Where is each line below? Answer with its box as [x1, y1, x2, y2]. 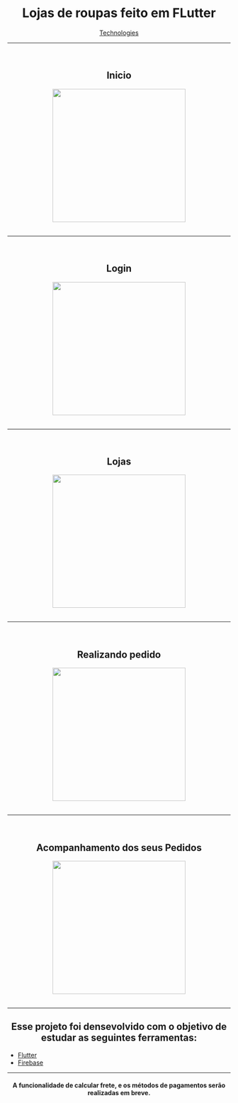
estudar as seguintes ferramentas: [40, 1032, 198, 1044]
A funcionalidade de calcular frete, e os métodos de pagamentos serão [12, 1081, 226, 1090]
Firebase [17, 1058, 44, 1067]
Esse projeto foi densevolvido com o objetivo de [11, 1021, 227, 1033]
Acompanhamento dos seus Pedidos [36, 842, 202, 854]
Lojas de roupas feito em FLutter [22, 5, 216, 21]
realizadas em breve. [87, 1089, 151, 1097]
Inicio [106, 70, 132, 82]
